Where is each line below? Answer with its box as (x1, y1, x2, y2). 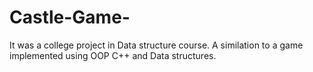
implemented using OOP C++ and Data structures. (9, 49, 217, 61)
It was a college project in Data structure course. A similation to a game (9, 39, 304, 51)
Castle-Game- (9, 6, 131, 29)
